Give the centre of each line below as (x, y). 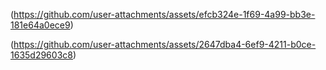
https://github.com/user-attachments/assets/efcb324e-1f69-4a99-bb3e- (164, 14)
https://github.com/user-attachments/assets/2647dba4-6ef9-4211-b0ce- (165, 44)
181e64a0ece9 (40, 25)
